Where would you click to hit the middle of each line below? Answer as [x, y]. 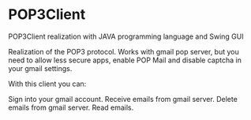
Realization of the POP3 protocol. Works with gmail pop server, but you [124, 51]
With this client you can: [47, 84]
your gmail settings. [40, 68]
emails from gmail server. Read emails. [71, 107]
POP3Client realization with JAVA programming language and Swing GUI [126, 36]
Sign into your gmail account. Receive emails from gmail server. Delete [123, 99]
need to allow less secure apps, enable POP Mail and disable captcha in [125, 60]
